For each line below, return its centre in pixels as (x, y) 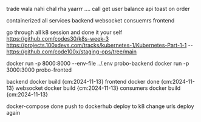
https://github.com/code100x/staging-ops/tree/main (71, 52)
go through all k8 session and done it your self (64, 32)
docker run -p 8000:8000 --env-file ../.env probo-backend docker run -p (98, 63)
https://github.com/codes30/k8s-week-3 (58, 39)
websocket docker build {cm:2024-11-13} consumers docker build (98, 88)
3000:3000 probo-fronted (39, 70)
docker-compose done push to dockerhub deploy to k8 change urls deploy (100, 106)
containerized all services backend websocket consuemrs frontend (90, 20)
